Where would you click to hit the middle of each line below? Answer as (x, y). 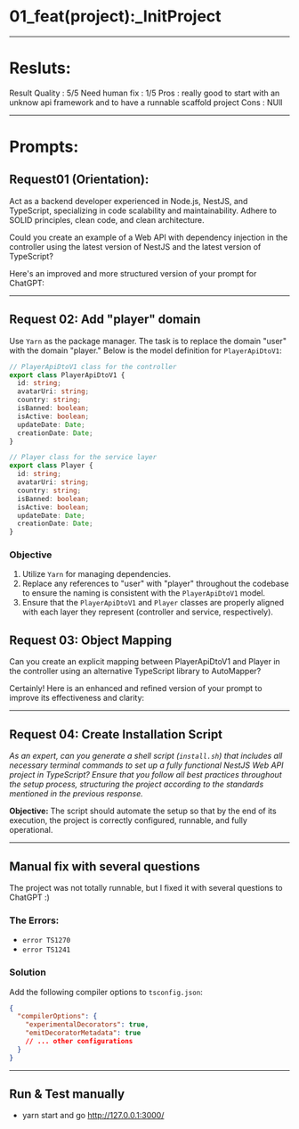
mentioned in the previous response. (77, 794)
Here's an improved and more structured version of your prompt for (133, 273)
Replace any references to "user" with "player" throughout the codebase (155, 584)
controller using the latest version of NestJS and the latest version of (135, 246)
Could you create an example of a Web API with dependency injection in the (149, 237)
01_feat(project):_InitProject (115, 16)
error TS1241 (46, 950)
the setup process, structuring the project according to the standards (137, 784)
